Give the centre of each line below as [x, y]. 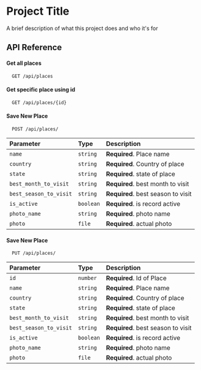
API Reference [34, 47]
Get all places [24, 63]
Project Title [38, 11]
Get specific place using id [41, 89]
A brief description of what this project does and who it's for [82, 28]
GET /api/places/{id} [39, 102]
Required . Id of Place [136, 278]
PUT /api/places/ [34, 253]
